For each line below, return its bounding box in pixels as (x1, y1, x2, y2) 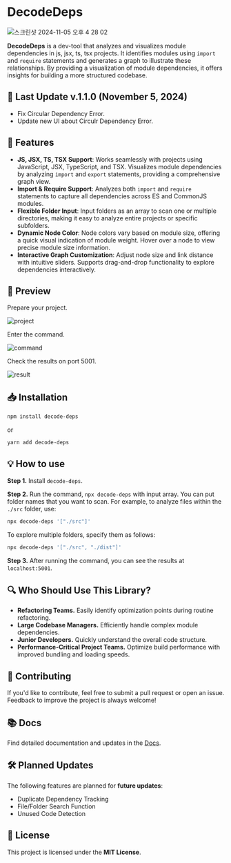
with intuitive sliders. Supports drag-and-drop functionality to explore (17, 258, 215, 266)
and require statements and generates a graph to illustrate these (7, 56, 192, 64)
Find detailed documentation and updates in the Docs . (7, 739, 161, 747)
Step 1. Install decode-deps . (7, 476, 83, 484)
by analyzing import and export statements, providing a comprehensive (17, 170, 221, 178)
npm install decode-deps (7, 413, 79, 420)
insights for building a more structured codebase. (7, 70, 148, 79)
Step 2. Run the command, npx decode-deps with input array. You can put (7, 490, 215, 498)
